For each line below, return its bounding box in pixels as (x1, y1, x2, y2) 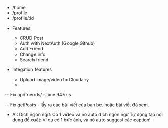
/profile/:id (12, 15, 35, 21)
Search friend (19, 57, 49, 63)
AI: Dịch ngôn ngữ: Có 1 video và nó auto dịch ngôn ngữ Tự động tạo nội (12, 112, 163, 117)
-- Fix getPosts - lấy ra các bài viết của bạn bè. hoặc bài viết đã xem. (5, 101, 149, 108)
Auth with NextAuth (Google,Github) (19, 40, 95, 46)
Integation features (12, 66, 52, 72)
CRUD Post (19, 35, 44, 41)
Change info (19, 51, 46, 57)
